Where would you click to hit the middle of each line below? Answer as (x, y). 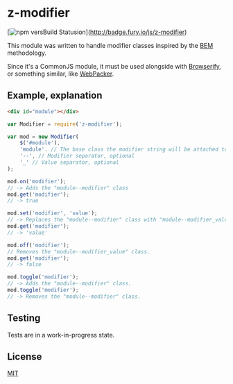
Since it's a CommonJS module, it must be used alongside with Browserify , (114, 66)
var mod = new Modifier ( (43, 137)
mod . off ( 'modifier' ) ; (38, 245)
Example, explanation (55, 95)
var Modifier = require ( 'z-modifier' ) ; (65, 124)
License (25, 357)
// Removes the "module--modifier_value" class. (79, 251)
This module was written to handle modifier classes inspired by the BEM (110, 45)
